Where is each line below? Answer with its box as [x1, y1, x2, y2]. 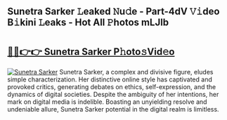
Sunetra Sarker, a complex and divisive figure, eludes [59, 68, 214, 76]
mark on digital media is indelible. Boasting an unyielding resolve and [7, 98, 207, 106]
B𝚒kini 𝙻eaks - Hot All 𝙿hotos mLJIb [7, 17, 169, 29]
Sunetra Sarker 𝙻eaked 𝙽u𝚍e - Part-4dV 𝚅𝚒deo [7, 6, 220, 18]
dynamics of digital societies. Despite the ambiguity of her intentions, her [7, 91, 219, 98]
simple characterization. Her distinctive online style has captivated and [7, 75, 212, 84]
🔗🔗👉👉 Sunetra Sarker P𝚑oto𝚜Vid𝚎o [7, 46, 175, 58]
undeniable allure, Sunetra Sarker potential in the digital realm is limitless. [7, 105, 219, 113]
